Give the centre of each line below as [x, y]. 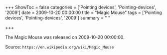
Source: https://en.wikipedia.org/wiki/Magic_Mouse [60, 47]
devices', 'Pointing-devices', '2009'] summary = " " [58, 18]
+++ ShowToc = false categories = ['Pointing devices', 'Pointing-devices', [81, 7]
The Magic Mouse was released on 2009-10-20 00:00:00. [65, 37]
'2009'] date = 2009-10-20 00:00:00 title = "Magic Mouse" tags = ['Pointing [83, 12]
